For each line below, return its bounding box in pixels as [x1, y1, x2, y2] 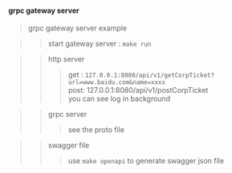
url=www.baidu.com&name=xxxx [67, 78, 166, 86]
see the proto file [67, 125, 124, 135]
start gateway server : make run [47, 39, 152, 49]
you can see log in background [67, 94, 171, 103]
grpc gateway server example [27, 23, 127, 33]
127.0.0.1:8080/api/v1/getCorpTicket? [84, 71, 215, 79]
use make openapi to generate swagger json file [67, 156, 225, 166]
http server [47, 54, 85, 64]
